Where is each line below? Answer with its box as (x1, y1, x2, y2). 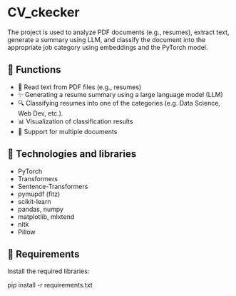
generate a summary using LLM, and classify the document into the (7, 35, 206, 44)
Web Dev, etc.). (17, 108, 63, 118)
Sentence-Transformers (17, 182, 88, 190)
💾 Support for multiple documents (17, 127, 118, 136)
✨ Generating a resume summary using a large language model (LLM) (17, 90, 223, 98)
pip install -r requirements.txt (7, 281, 93, 290)
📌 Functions (7, 63, 61, 76)
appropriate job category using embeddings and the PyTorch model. (7, 43, 208, 51)
